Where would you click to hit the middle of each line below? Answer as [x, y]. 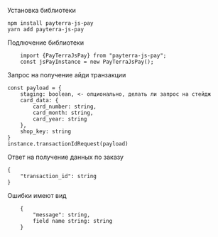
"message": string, [62, 215]
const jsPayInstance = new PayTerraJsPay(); [87, 62]
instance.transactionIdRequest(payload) [68, 144]
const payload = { [34, 88]
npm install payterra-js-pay [50, 23]
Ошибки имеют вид [37, 195]
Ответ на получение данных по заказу [66, 157]
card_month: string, [63, 113]
